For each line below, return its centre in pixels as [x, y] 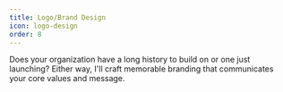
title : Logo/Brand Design [57, 17]
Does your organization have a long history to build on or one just [130, 60]
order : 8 [26, 34]
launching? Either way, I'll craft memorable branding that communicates [141, 69]
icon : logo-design [43, 26]
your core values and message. [67, 79]
